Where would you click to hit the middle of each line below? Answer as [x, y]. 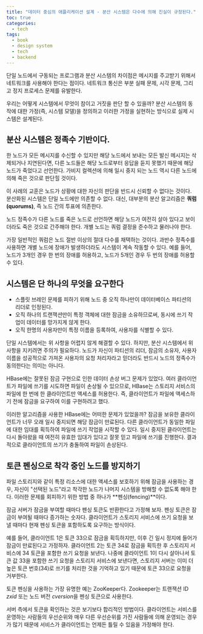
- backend [24, 57]
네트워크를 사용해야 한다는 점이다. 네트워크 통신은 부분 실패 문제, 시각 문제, [94, 83]
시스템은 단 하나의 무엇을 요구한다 [65, 284]
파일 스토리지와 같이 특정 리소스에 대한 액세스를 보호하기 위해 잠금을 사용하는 [97, 482]
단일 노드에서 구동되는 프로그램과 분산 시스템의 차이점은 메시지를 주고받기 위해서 [101, 75]
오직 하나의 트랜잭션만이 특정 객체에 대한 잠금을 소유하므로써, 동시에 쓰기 [101, 315]
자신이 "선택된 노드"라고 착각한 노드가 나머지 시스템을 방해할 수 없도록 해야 [102, 489]
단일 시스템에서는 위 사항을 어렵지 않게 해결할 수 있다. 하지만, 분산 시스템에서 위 [100, 343]
